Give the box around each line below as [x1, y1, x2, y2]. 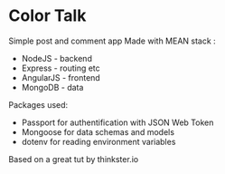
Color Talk [8, 5, 87, 26]
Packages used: [8, 99, 69, 110]
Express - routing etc [21, 63, 100, 73]
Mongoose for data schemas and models [21, 126, 175, 137]
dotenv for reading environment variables [21, 136, 176, 147]
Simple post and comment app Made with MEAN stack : [8, 35, 216, 46]
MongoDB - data [21, 82, 84, 92]
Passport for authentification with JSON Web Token [21, 117, 214, 128]
